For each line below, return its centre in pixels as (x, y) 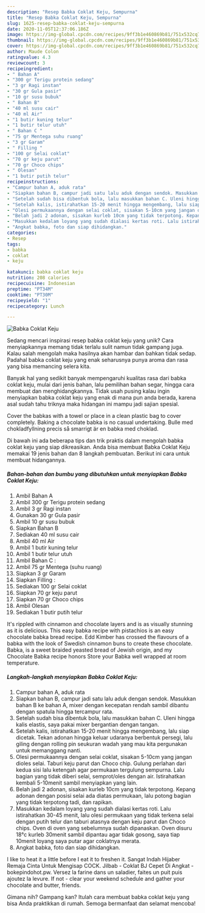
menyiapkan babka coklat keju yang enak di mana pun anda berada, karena (102, 398)
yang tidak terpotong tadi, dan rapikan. (64, 802)
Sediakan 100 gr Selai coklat (51, 587)
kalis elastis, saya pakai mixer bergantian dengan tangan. (87, 725)
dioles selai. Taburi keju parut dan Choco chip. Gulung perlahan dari (101, 763)
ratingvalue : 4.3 (29, 57)
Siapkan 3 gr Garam (41, 574)
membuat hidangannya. (36, 460)
